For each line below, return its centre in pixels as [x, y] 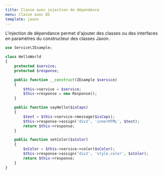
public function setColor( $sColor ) [51, 140]
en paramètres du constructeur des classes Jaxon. [57, 38]
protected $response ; [36, 70]
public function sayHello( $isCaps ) [51, 107]
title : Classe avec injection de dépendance [52, 10]
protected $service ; [35, 66]
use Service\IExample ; [29, 48]
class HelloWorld [23, 57]
